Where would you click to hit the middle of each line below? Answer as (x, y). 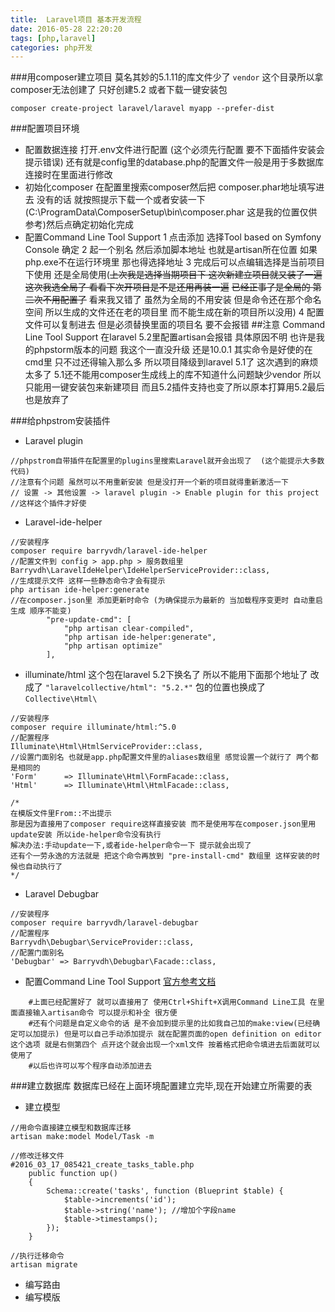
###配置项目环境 (45, 128)
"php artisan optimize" (113, 646)
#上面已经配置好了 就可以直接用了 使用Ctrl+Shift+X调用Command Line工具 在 (173, 1002)
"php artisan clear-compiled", (129, 629)
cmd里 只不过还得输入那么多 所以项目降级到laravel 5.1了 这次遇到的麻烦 (171, 362)
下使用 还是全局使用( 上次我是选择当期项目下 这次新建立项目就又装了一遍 (173, 275)
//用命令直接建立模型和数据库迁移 (71, 1128)
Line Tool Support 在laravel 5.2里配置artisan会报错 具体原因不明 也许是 (170, 337)
